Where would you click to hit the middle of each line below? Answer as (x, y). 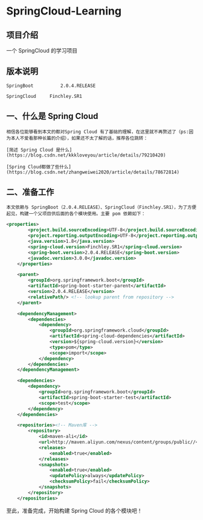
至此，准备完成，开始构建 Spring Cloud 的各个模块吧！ (74, 510)
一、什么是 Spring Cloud (52, 116)
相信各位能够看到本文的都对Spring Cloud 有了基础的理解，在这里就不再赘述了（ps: (98, 132)
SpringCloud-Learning (64, 11)
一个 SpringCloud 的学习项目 (42, 50)
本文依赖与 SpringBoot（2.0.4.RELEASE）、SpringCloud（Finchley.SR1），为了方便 (101, 207)
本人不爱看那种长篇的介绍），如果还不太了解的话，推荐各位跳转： (79, 138)
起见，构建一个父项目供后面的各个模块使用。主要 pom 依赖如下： (76, 214)
